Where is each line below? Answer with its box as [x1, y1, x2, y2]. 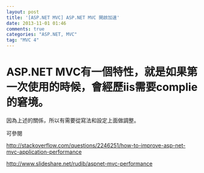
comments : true [6, 25, 45, 32]
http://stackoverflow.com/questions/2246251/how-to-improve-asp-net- [6, 141, 186, 149]
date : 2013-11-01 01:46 [6, 20, 67, 26]
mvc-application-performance [6, 148, 82, 155]
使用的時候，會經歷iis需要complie [27, 80, 198, 94]
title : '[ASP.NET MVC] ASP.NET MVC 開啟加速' [6, 15, 120, 21]
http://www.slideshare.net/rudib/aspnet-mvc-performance [6, 160, 153, 167]
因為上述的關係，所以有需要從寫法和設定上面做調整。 [6, 117, 140, 124]
